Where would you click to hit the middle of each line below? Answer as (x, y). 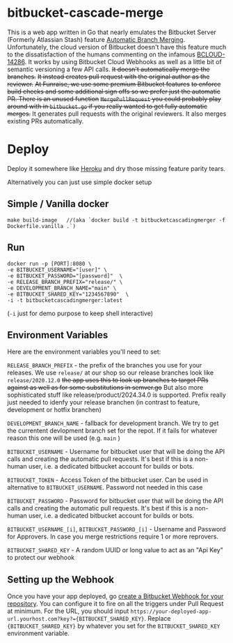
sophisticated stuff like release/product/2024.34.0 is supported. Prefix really (116, 395)
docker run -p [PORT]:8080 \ (49, 264)
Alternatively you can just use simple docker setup (80, 182)
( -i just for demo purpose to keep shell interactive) (80, 313)
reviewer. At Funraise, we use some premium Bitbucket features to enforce (114, 84)
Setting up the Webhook (61, 579)
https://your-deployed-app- (171, 612)
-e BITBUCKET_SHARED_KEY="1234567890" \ (68, 294)
